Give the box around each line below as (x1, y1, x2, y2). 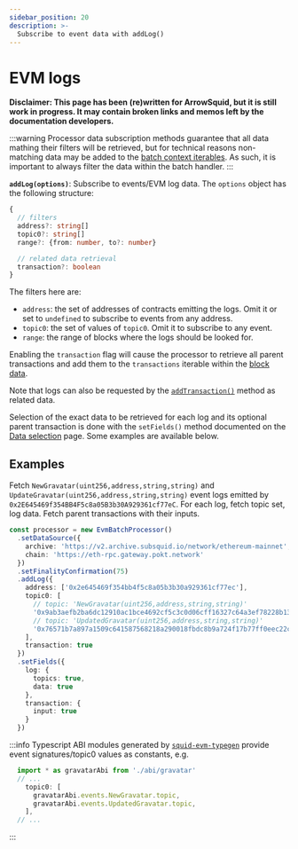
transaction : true (25, 641, 93, 650)
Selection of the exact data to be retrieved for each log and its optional (9, 412, 268, 422)
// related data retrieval (17, 254, 117, 263)
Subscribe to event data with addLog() (17, 29, 165, 38)
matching (9, 152, 44, 162)
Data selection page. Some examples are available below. (9, 431, 219, 442)
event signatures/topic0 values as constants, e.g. (9, 749, 189, 759)
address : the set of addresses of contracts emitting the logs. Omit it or (21, 303, 278, 315)
